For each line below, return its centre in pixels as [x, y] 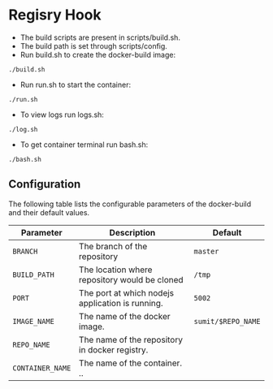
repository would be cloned [131, 279]
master [206, 251]
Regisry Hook [55, 15]
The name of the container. [130, 363]
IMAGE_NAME [33, 321]
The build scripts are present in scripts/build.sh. [100, 37]
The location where [115, 270]
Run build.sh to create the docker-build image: [98, 54]
